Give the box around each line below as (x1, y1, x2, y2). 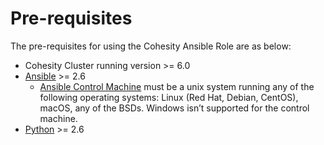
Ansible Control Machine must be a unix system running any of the (39, 80, 315, 92)
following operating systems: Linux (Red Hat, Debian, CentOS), (39, 91, 299, 103)
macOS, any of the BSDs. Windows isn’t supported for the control (39, 102, 310, 114)
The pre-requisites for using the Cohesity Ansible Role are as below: (10, 40, 292, 52)
